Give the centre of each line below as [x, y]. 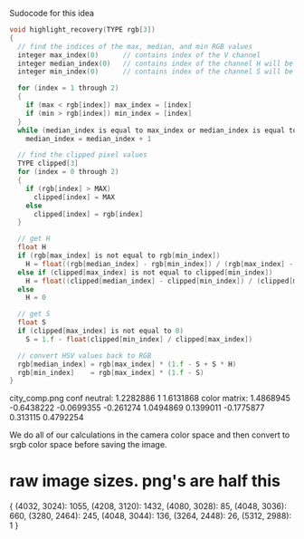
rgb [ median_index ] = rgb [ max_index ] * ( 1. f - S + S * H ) [127, 364]
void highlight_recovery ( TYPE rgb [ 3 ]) [82, 30]
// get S [34, 314]
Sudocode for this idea [52, 13]
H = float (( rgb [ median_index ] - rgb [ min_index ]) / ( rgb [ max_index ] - [160, 264]
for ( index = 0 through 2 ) [68, 172]
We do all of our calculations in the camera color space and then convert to [150, 435]
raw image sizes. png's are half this [145, 481]
